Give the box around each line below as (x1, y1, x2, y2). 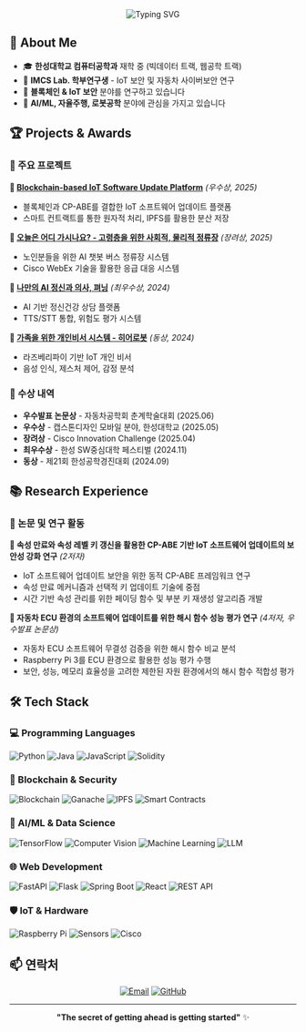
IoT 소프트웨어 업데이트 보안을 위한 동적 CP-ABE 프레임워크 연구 (22, 570, 251, 581)
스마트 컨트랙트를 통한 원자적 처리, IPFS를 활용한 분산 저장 (22, 212, 229, 223)
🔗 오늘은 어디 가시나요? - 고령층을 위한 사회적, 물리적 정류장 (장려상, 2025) (9, 231, 273, 242)
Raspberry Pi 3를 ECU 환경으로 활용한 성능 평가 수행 (22, 655, 212, 666)
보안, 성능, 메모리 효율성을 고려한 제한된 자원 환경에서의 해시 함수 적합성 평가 (22, 666, 295, 677)
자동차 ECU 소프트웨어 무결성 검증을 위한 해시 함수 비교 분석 (22, 643, 237, 654)
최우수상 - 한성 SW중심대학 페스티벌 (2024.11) (22, 444, 188, 455)
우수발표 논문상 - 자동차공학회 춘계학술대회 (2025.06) (22, 410, 215, 421)
